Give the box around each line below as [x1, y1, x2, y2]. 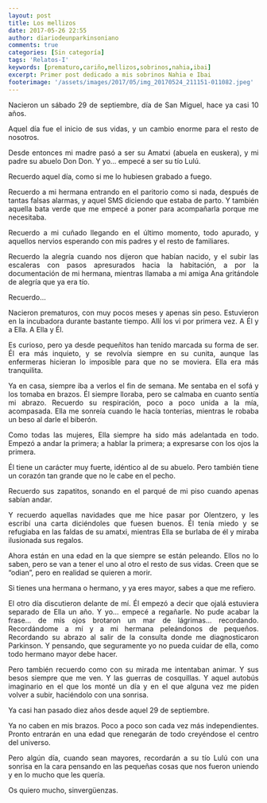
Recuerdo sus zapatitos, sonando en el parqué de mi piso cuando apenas [8, 486, 259, 495]
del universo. [8, 737, 51, 747]
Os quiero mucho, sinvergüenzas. [8, 785, 118, 795]
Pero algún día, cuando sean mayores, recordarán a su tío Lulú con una [8, 753, 259, 762]
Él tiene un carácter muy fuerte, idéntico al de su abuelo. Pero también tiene [8, 462, 259, 471]
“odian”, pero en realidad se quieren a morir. [8, 568, 153, 577]
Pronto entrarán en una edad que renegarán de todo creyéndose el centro [8, 729, 259, 739]
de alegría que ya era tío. [8, 277, 90, 286]
